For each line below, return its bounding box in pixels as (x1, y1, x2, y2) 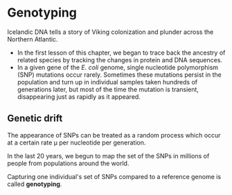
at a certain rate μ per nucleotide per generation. (7, 138, 146, 147)
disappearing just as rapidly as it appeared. (17, 92, 141, 101)
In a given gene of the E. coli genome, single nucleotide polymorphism (17, 63, 219, 71)
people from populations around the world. (7, 159, 130, 167)
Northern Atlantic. (7, 35, 58, 43)
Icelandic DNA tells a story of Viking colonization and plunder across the (7, 28, 214, 36)
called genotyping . (7, 180, 62, 188)
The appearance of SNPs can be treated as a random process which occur (7, 131, 221, 139)
